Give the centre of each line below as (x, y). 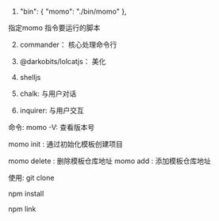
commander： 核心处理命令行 (68, 44)
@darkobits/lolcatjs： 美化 (63, 61)
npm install (26, 194)
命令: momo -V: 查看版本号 (52, 127)
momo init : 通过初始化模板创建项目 (65, 144)
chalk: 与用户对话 (48, 93)
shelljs (30, 77)
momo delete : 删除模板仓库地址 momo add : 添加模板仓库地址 (110, 161)
